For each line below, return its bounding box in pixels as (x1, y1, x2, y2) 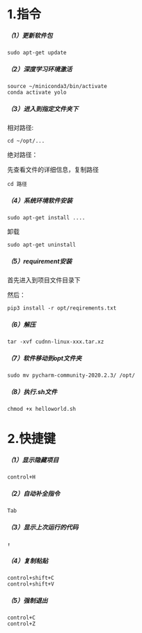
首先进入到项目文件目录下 (7, 276, 81, 284)
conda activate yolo (7, 89, 68, 96)
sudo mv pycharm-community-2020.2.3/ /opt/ (7, 372, 136, 379)
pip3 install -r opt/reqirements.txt (7, 305, 117, 312)
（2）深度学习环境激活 (7, 64, 72, 73)
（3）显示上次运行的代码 (7, 523, 79, 531)
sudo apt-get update (7, 50, 68, 57)
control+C (7, 614, 36, 621)
